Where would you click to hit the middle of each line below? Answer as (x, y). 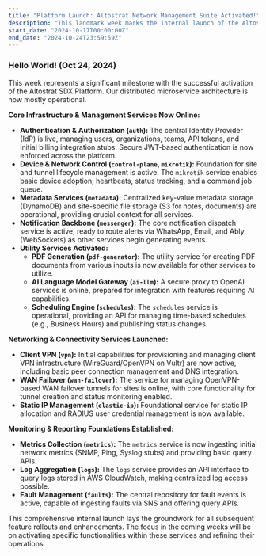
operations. (27, 543)
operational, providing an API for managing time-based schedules (139, 315)
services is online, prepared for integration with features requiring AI (143, 290)
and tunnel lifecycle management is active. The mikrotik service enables (139, 172)
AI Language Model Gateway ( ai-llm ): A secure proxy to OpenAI (138, 281)
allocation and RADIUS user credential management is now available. (132, 413)
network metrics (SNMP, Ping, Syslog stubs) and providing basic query (135, 452)
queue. (31, 189)
